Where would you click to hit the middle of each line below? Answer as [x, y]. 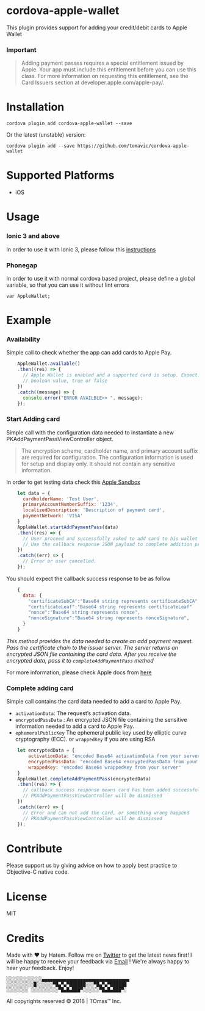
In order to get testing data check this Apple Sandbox [73, 482]
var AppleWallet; [28, 296]
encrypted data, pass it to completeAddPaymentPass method [80, 660]
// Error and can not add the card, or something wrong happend [106, 813]
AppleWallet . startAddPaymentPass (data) [68, 527]
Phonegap [22, 265]
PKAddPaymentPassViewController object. [60, 439]
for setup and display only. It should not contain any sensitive [98, 464]
